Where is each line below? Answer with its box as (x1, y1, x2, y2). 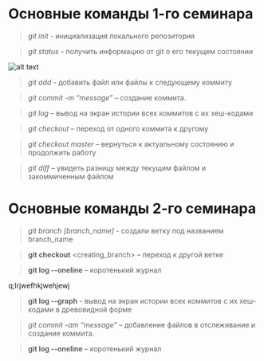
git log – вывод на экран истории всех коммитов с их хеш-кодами (27, 108, 254, 118)
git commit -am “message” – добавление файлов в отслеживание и (27, 320, 256, 329)
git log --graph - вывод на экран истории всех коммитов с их (27, 296, 238, 305)
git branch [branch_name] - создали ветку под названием (27, 226, 224, 235)
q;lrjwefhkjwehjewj (8, 281, 70, 290)
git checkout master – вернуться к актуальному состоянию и (27, 139, 234, 148)
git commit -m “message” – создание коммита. (27, 92, 187, 102)
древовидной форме (61, 304, 132, 314)
